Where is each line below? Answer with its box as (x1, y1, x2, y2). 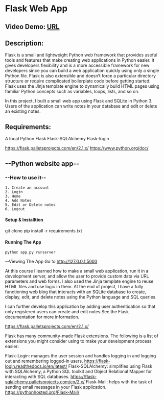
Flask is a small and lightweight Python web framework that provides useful (5, 52, 158, 58)
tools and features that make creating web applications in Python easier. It (5, 57, 155, 63)
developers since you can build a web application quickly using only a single (5, 68, 160, 74)
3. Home (5, 194, 21, 199)
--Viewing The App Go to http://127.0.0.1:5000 (5, 258, 97, 265)
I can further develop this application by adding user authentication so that (5, 303, 156, 309)
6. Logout (5, 206, 25, 211)
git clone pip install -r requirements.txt (5, 228, 82, 234)
